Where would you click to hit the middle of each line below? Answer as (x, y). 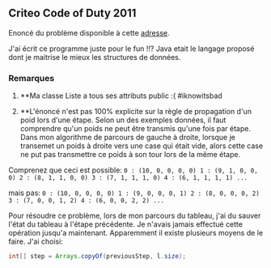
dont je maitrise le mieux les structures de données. (95, 57)
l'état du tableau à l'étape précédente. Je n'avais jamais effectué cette (125, 224)
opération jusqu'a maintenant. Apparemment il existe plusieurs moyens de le (136, 233)
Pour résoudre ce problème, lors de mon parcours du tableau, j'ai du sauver (135, 216)
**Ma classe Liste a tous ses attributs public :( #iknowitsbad (121, 96)
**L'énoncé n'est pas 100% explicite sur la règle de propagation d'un (136, 112)
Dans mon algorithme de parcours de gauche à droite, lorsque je (128, 138)
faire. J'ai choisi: (36, 241)
